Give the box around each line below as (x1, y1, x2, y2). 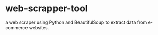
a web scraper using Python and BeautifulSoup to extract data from (5, 19, 147, 25)
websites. (29, 24, 49, 30)
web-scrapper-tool (5, 3, 88, 14)
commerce (5, 24, 28, 30)
